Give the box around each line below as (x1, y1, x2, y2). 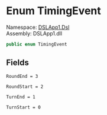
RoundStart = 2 (6, 84, 44, 90)
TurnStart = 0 (6, 104, 41, 110)
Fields (6, 58, 30, 68)
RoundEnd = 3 (6, 73, 38, 79)
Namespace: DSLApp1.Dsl (6, 24, 70, 31)
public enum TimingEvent (6, 41, 67, 47)
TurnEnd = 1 (6, 94, 35, 100)
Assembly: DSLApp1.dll (6, 29, 63, 37)
